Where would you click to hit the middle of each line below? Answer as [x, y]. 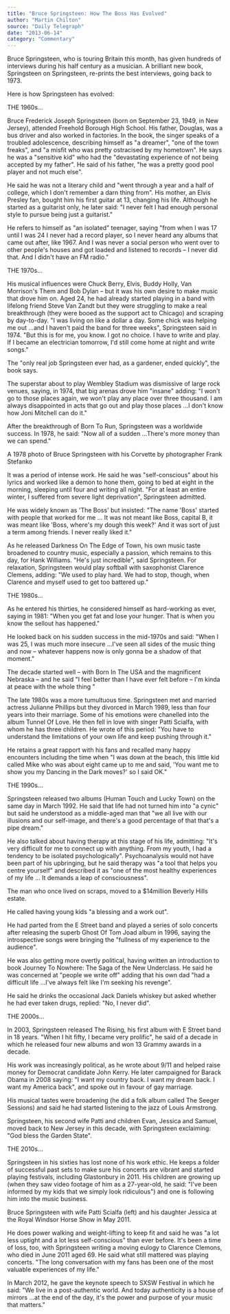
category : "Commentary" [41, 39]
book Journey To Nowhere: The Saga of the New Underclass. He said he [110, 968]
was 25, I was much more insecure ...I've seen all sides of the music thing [111, 644]
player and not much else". [45, 172]
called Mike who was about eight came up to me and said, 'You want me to [113, 764]
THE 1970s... [25, 271]
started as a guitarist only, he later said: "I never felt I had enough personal [113, 207]
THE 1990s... [25, 785]
